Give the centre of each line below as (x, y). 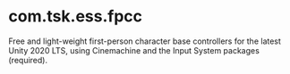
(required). (28, 60)
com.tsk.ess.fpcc (76, 16)
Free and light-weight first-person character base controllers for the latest (145, 41)
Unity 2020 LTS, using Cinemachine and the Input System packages (134, 50)
